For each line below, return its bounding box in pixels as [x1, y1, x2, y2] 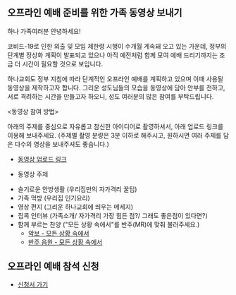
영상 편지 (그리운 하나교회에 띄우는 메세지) [17, 203, 134, 211]
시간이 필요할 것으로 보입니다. [22, 59, 104, 68]
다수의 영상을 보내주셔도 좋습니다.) [14, 140, 109, 148]
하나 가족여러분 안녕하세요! [7, 27, 81, 35]
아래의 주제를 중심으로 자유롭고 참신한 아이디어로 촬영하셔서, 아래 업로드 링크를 [7, 122, 224, 131]
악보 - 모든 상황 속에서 [27, 229, 89, 237]
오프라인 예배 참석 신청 [7, 260, 100, 272]
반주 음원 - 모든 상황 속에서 [27, 238, 103, 246]
